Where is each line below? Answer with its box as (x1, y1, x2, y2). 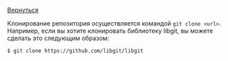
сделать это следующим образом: (7, 34, 109, 42)
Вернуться (7, 6, 39, 14)
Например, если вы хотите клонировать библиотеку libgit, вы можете (7, 27, 213, 35)
